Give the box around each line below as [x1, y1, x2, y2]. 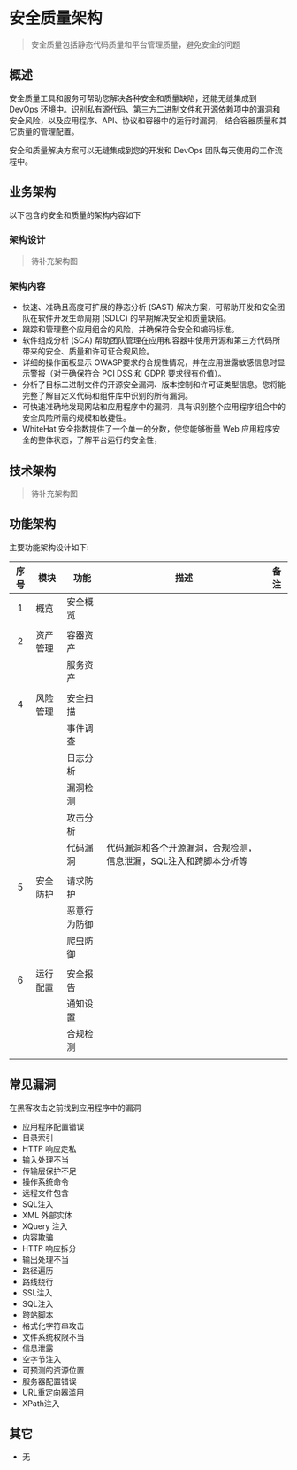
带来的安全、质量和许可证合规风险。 [21, 346, 155, 357]
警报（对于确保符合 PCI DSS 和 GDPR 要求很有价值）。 [29, 369, 226, 379]
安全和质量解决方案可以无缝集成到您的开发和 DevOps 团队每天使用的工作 [9, 144, 276, 155]
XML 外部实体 [21, 1209, 72, 1220]
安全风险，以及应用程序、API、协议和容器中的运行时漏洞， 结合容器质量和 [9, 114, 280, 125]
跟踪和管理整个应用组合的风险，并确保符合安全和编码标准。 [21, 324, 240, 335]
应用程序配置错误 [21, 1121, 85, 1132]
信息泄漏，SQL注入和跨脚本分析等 [106, 854, 248, 867]
